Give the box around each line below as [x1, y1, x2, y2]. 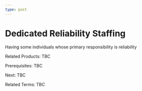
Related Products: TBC [5, 53, 51, 59]
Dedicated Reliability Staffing [5, 28, 126, 39]
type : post [5, 7, 27, 12]
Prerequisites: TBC [5, 62, 43, 68]
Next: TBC [5, 72, 26, 78]
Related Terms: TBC [5, 81, 45, 87]
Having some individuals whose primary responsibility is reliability [5, 44, 137, 50]
